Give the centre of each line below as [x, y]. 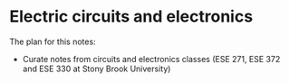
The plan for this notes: [53, 41]
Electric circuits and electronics [131, 17]
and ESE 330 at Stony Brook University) [96, 69]
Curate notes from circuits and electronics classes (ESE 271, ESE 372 [151, 59]
